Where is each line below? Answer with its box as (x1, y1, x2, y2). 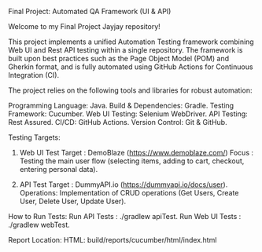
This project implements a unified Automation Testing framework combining (8, 37, 254, 46)
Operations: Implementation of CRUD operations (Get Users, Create (19, 188, 239, 197)
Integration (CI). (8, 71, 60, 79)
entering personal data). (19, 165, 98, 173)
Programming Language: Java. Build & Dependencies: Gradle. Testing (8, 101, 234, 110)
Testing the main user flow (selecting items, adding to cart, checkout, (19, 156, 245, 166)
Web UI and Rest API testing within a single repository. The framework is (8, 46, 243, 54)
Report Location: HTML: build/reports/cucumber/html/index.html (8, 236, 217, 244)
